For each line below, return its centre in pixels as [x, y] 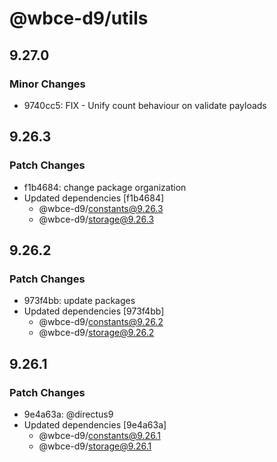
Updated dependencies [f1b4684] [94, 198]
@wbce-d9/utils [79, 18]
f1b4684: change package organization [105, 187]
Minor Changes [47, 84]
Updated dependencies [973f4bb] [94, 311]
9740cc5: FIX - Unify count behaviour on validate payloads [145, 105]
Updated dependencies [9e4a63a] [95, 424]
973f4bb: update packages [79, 301]
